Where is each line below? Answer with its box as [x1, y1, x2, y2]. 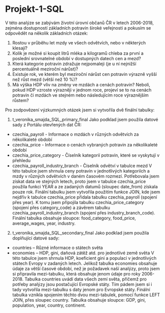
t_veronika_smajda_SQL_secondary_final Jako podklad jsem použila [12, 230, 149, 236]
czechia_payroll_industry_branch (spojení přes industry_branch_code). [12, 209, 155, 215]
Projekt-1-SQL [5, 3, 64, 15]
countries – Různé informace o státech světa [12, 244, 103, 250]
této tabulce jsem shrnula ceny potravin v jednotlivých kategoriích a [12, 168, 150, 174]
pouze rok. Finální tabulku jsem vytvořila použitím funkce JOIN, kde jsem [12, 189, 161, 195]
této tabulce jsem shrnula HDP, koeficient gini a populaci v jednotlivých [12, 255, 157, 261]
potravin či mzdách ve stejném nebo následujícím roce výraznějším [12, 92, 149, 98]
